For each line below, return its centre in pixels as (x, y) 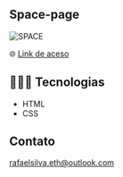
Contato (32, 142)
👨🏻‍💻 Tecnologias (57, 83)
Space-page (45, 15)
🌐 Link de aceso (39, 54)
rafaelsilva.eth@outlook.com (61, 163)
